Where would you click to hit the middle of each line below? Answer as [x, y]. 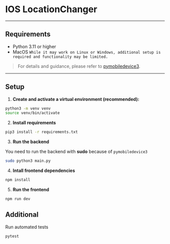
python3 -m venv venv [28, 108]
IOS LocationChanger [51, 9]
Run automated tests [27, 227]
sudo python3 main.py [28, 161]
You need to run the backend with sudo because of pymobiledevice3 [76, 152]
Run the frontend [31, 189]
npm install [18, 180]
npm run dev [18, 199]
